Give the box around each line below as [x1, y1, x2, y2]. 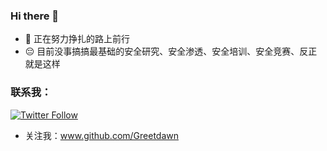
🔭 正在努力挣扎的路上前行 [24, 33, 130, 45]
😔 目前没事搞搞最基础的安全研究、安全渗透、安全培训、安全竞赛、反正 [24, 45, 318, 58]
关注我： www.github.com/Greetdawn [24, 129, 180, 141]
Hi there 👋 [10, 9, 60, 23]
